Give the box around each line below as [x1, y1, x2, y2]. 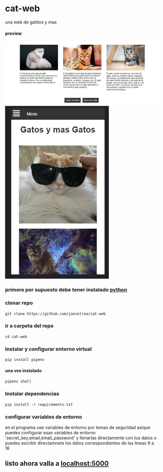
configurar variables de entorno [5, 413, 82, 420]
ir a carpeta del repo [5, 322, 54, 329]
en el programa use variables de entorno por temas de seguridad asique [5, 424, 150, 430]
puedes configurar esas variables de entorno [5, 429, 96, 435]
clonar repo [5, 299, 33, 306]
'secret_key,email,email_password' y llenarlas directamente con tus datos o [5, 435, 157, 441]
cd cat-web [5, 334, 27, 339]
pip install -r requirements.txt [5, 402, 73, 407]
